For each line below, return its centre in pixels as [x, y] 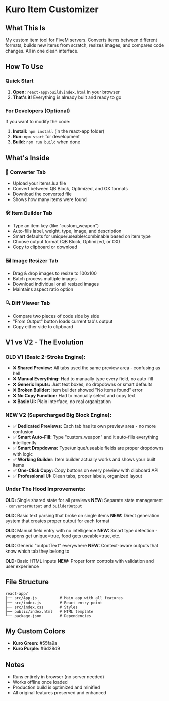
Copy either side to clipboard [43, 326]
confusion [23, 432]
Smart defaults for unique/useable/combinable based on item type [82, 236]
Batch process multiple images [45, 279]
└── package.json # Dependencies [48, 616]
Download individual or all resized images [56, 284]
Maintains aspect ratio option [43, 289]
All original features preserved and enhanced [60, 693]
